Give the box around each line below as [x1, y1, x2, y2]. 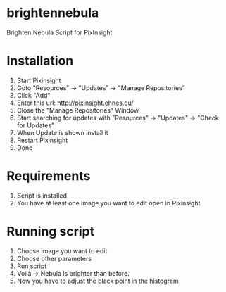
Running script [6, 224, 95, 239]
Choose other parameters [16, 254, 92, 262]
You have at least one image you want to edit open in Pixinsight [16, 198, 201, 207]
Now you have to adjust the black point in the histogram [16, 277, 179, 285]
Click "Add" [16, 91, 51, 99]
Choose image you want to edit [16, 246, 108, 255]
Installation [6, 53, 74, 69]
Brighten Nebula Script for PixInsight [6, 28, 113, 37]
